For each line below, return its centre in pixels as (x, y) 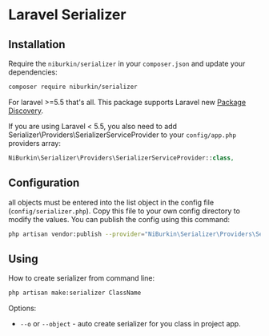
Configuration (44, 183)
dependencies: (33, 72)
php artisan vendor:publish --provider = (77, 234)
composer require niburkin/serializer (73, 87)
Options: (22, 308)
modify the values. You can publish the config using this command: (119, 219)
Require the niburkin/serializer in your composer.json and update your (127, 63)
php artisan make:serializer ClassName (75, 293)
